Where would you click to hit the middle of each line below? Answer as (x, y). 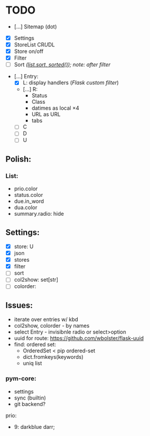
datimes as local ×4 (56, 108)
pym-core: (21, 379)
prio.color (26, 189)
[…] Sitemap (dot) (35, 27)
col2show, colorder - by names (51, 326)
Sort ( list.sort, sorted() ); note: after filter (62, 65)
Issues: (19, 305)
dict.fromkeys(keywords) (53, 357)
